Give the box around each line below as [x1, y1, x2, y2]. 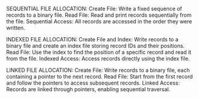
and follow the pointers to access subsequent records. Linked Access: [6, 79, 180, 86]
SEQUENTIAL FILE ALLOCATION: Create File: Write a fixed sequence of [6, 5, 183, 12]
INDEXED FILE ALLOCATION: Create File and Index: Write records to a [6, 36, 179, 43]
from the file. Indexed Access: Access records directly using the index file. [6, 55, 190, 62]
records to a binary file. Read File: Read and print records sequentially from [6, 11, 192, 19]
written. [6, 24, 25, 31]
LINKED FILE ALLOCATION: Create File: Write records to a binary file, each [6, 67, 190, 74]
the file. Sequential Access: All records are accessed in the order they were [6, 18, 192, 25]
